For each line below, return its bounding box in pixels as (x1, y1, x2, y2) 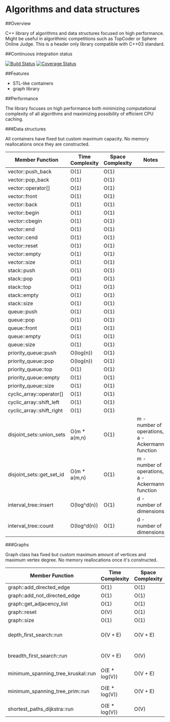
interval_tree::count (8, 522, 54, 529)
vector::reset (8, 242, 38, 249)
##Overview (5, 20, 31, 26)
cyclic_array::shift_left (8, 399, 60, 406)
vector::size (8, 259, 35, 266)
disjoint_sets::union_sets (8, 431, 66, 438)
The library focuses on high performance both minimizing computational (5, 105, 156, 111)
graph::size (8, 617, 34, 624)
